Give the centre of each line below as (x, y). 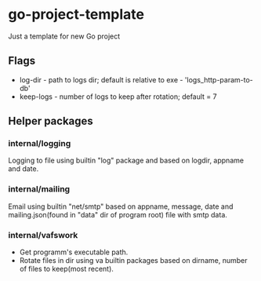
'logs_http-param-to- (219, 79)
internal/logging (40, 144)
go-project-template (76, 15)
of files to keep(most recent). (66, 269)
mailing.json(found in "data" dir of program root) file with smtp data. (118, 214)
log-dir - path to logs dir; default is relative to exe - (101, 79)
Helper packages (51, 121)
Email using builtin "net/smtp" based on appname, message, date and (121, 206)
